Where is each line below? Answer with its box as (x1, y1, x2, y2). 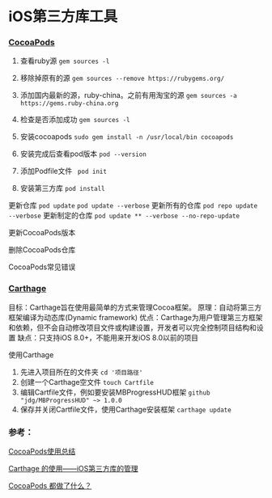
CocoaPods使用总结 (8, 446, 76, 457)
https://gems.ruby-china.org (19, 99, 119, 108)
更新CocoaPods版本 (8, 228, 76, 238)
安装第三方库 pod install (19, 184, 105, 193)
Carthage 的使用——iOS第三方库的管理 (8, 464, 139, 474)
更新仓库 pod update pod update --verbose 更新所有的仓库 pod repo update (8, 200, 257, 210)
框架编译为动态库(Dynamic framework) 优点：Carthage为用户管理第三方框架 (8, 312, 263, 322)
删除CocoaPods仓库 (8, 245, 76, 255)
